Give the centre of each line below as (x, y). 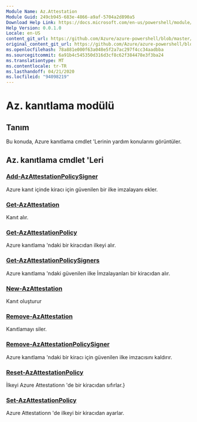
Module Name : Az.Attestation (42, 11)
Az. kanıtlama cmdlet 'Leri (55, 160)
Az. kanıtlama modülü (60, 106)
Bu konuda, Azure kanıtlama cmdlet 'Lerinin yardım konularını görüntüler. (94, 142)
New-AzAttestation (34, 288)
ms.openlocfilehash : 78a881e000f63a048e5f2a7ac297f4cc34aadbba (85, 50)
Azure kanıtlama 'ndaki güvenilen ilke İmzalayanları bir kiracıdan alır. (88, 273)
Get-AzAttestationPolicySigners (53, 260)
